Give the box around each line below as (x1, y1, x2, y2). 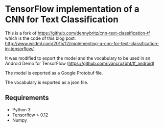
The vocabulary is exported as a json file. (5, 79, 89, 85)
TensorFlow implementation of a (5, 3, 140, 15)
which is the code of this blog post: (5, 35, 76, 41)
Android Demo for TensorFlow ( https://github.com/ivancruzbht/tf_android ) (5, 60, 155, 66)
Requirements (5, 94, 49, 102)
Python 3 (12, 106, 31, 112)
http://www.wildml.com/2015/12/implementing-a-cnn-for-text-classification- (5, 40, 159, 46)
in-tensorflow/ (5, 46, 34, 51)
